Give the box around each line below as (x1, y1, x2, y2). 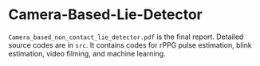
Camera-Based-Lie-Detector (8, 6, 203, 24)
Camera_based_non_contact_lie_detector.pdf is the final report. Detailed (8, 32, 244, 41)
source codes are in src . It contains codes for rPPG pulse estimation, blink (8, 40, 253, 49)
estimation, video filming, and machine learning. (8, 49, 166, 58)
